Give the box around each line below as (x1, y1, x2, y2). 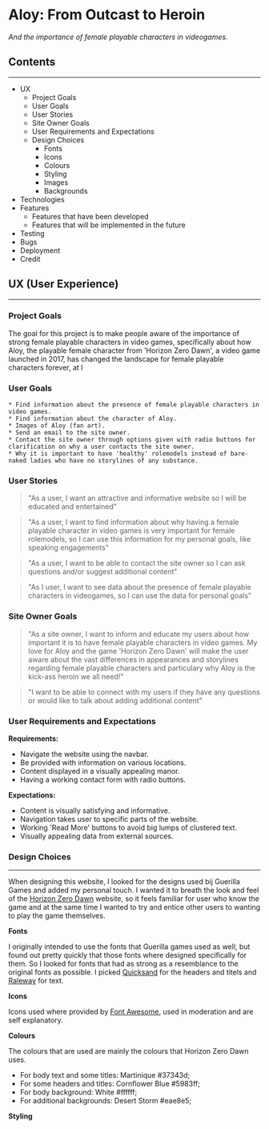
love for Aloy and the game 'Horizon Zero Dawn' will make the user (27, 646, 250, 655)
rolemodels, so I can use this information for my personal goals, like (27, 534, 251, 544)
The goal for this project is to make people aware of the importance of (8, 328, 240, 338)
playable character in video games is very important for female (27, 526, 235, 535)
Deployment (19, 246, 61, 255)
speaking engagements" (27, 542, 110, 553)
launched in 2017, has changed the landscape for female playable (8, 354, 224, 363)
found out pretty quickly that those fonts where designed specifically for (8, 951, 247, 960)
